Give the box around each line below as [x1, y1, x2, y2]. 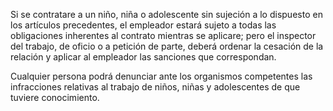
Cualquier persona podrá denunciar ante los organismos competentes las [10, 70, 313, 82]
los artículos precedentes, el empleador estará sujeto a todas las [10, 19, 277, 31]
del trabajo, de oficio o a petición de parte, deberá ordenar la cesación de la [10, 40, 324, 52]
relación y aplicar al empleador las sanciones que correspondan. [10, 51, 277, 63]
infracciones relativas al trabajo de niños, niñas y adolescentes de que [10, 81, 301, 93]
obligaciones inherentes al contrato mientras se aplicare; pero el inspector [10, 30, 317, 41]
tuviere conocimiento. [10, 92, 100, 103]
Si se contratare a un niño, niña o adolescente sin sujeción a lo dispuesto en [10, 9, 323, 20]
